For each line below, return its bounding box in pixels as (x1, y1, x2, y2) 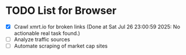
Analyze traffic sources (13, 36, 71, 43)
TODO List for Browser (5, 4, 117, 17)
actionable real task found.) (13, 30, 80, 36)
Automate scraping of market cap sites (13, 42, 108, 50)
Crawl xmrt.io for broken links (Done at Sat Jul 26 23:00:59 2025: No (13, 23, 181, 30)
